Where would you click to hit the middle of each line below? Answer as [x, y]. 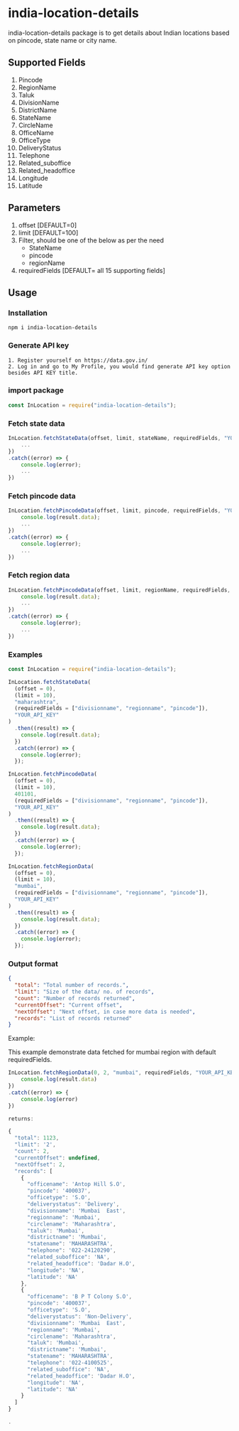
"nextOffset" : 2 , [40, 1164]
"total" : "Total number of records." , [72, 985]
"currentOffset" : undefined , [57, 1158]
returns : [21, 1119]
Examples [26, 654]
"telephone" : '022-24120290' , [71, 1250]
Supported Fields [47, 63]
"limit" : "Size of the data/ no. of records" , [84, 992]
